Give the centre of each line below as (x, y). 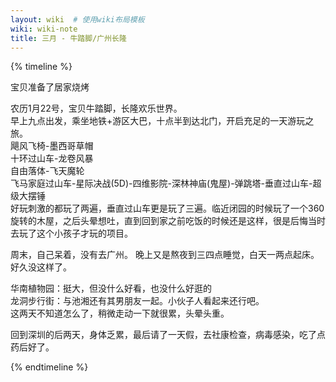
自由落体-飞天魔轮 (47, 171)
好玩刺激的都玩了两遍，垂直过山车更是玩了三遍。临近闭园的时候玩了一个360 (167, 208)
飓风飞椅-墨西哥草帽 (52, 146)
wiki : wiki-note (44, 29)
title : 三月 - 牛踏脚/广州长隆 (68, 38)
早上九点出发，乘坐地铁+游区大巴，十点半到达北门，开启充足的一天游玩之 (162, 121)
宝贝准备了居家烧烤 (50, 87)
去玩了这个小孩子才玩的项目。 (71, 233)
